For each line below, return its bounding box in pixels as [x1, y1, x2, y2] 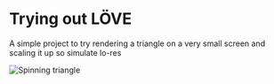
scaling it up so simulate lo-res [9, 47, 122, 57]
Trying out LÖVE [9, 9, 133, 29]
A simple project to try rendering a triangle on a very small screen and [9, 38, 265, 49]
